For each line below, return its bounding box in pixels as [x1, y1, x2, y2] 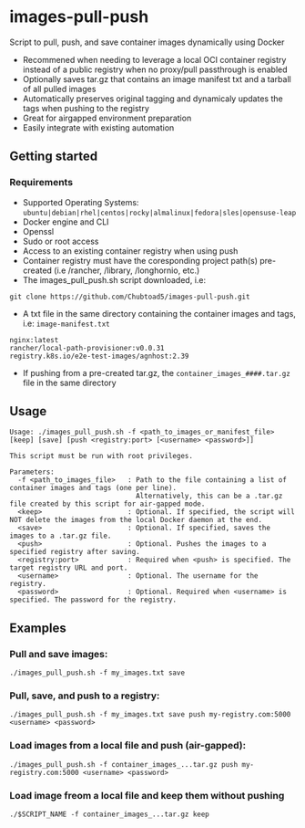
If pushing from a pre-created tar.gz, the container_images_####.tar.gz [22, 367, 291, 378]
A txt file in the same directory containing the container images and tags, [22, 308, 296, 319]
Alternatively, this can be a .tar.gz [135, 491, 283, 501]
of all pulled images [22, 83, 97, 94]
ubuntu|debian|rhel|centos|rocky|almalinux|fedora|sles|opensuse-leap [22, 208, 297, 217]
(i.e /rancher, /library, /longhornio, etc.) [54, 265, 200, 276]
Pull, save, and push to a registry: [9, 689, 160, 702]
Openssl [22, 225, 55, 236]
